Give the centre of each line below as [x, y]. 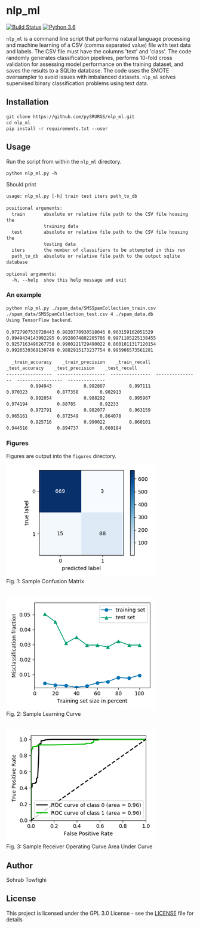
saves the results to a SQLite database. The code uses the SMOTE [88, 70]
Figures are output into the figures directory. [61, 456]
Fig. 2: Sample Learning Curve [44, 714]
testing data [60, 244]
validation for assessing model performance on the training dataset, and [95, 64]
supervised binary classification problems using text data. [77, 83]
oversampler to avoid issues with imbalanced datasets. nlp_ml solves [91, 77]
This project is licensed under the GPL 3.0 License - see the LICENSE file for [100, 913]
